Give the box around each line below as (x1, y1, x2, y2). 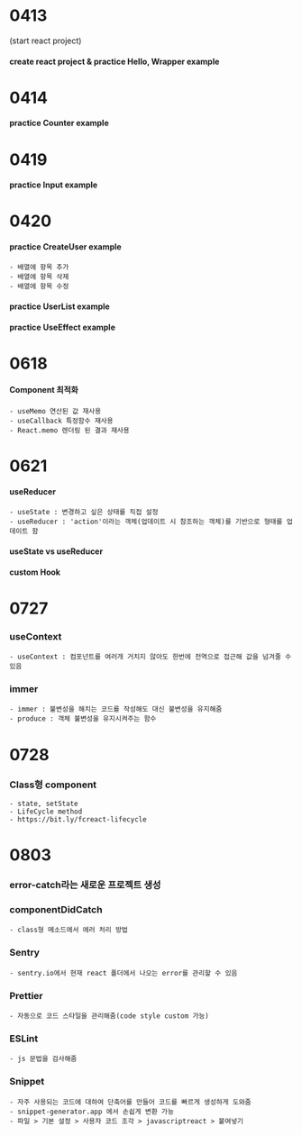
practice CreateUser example (9, 241, 122, 252)
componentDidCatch (9, 903, 103, 915)
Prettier (9, 989, 43, 1002)
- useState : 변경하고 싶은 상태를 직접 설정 (9, 508, 159, 517)
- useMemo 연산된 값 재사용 (9, 407, 102, 416)
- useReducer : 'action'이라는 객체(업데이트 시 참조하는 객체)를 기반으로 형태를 (9, 517, 283, 527)
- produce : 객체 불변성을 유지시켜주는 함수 (9, 714, 157, 723)
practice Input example (9, 179, 98, 190)
